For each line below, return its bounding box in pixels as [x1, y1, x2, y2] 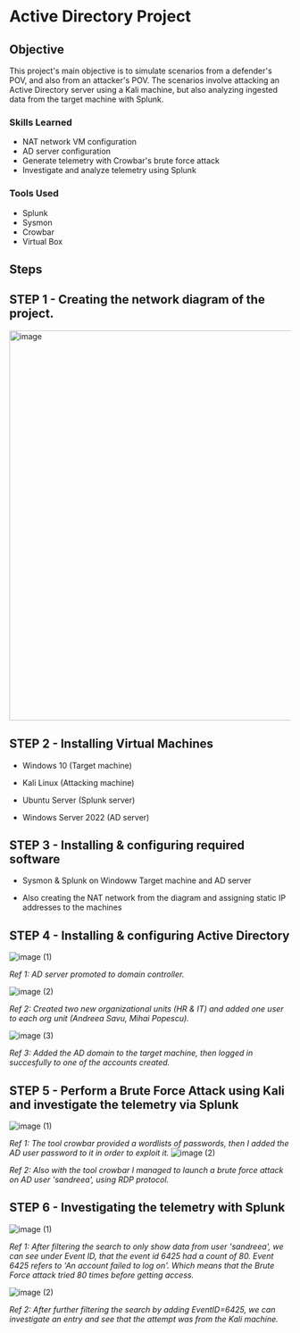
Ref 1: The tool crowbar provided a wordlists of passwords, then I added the [9, 1138, 289, 1149]
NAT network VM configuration [21, 137, 137, 147]
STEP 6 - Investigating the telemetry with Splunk [9, 1200, 286, 1215]
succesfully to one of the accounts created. [9, 1057, 171, 1068]
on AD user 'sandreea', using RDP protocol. [9, 1174, 170, 1185]
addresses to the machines [21, 902, 122, 912]
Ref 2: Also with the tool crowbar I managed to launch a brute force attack [9, 1165, 284, 1176]
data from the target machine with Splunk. [9, 94, 164, 104]
